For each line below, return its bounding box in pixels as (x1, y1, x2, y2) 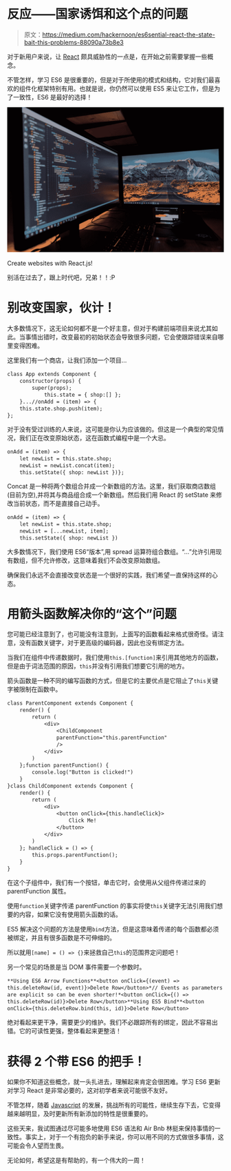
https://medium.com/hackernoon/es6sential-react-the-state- (42, 30, 215, 39)
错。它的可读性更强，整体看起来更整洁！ (7, 1027, 122, 1035)
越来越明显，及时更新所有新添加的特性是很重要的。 (7, 1110, 152, 1118)
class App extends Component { (7, 371, 97, 377)
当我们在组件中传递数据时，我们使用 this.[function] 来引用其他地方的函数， (7, 653, 222, 662)
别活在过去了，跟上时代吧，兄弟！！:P (7, 273, 115, 282)
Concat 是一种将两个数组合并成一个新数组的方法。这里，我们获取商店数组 (7, 482, 217, 490)
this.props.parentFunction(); (32, 852, 118, 859)
